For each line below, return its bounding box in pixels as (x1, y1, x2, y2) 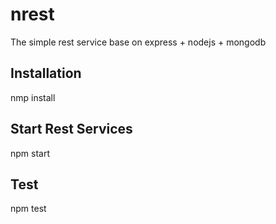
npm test (10, 203, 47, 215)
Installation (10, 65, 82, 82)
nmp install (10, 91, 56, 103)
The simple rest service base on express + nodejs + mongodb (10, 36, 267, 48)
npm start (10, 147, 51, 159)
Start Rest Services (10, 121, 133, 138)
